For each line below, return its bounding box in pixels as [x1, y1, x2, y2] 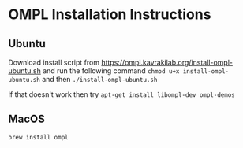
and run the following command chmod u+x [42, 66, 180, 76]
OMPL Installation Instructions [8, 6, 211, 24]
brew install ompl [8, 133, 69, 141]
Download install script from [8, 57, 100, 67]
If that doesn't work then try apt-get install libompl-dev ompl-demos [8, 90, 235, 99]
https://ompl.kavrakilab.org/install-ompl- [101, 57, 233, 67]
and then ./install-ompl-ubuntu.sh [42, 75, 158, 83]
